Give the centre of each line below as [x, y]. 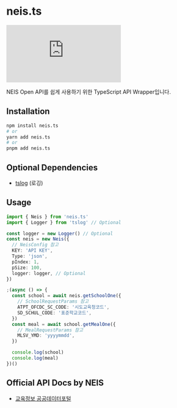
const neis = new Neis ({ [38, 239]
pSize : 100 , [27, 268]
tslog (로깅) [29, 183]
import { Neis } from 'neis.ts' [47, 217]
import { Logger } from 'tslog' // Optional [64, 222]
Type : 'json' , [30, 256]
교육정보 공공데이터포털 [43, 398]
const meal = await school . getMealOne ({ [64, 324]
